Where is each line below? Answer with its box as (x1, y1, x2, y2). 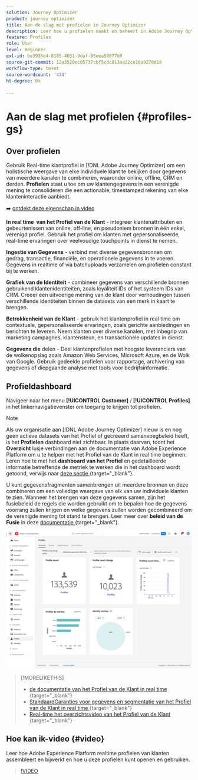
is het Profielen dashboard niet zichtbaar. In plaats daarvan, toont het (6, 438, 175, 445)
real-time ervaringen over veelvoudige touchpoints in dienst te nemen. (6, 237, 177, 244)
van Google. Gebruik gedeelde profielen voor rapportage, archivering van (6, 358, 184, 365)
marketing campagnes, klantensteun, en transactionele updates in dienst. (6, 334, 184, 341)
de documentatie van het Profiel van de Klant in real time (29, 686, 167, 692)
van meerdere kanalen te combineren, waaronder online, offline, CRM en (6, 174, 183, 181)
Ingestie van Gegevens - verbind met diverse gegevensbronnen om (6, 249, 172, 256)
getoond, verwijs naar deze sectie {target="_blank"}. (6, 470, 134, 477)
